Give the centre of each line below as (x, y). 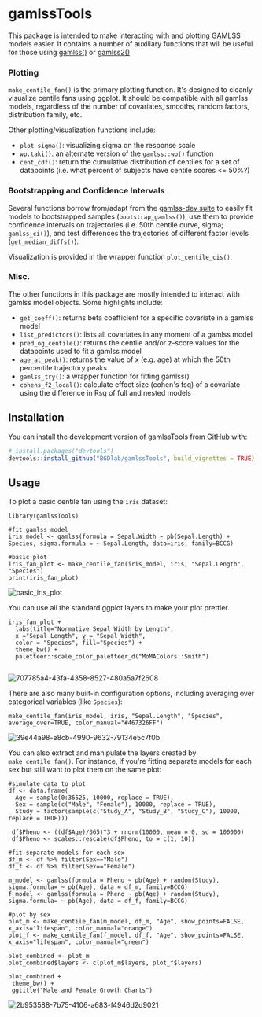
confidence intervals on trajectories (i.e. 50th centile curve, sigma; (116, 224)
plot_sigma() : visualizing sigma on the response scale (107, 146)
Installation (36, 418)
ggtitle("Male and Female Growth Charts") (82, 991)
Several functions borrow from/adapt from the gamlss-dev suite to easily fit (131, 208)
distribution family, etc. (45, 115)
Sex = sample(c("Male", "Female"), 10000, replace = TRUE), (116, 805)
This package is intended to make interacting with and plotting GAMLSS (125, 35)
